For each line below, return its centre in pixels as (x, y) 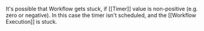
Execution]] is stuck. (32, 22)
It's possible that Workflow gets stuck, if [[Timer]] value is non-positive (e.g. (102, 9)
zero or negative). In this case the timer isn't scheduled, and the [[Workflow (101, 15)
